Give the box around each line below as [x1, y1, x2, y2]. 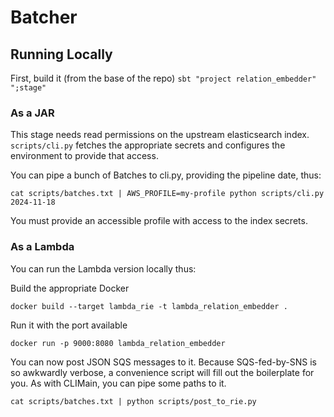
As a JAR [10, 106, 55, 120]
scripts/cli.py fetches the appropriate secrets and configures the [10, 139, 286, 151]
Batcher [10, 6, 78, 29]
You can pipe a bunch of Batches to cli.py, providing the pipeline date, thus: [10, 169, 322, 181]
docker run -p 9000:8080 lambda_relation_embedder [10, 338, 226, 348]
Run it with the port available [10, 319, 128, 331]
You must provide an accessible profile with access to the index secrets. [10, 215, 308, 227]
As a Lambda [10, 240, 75, 254]
